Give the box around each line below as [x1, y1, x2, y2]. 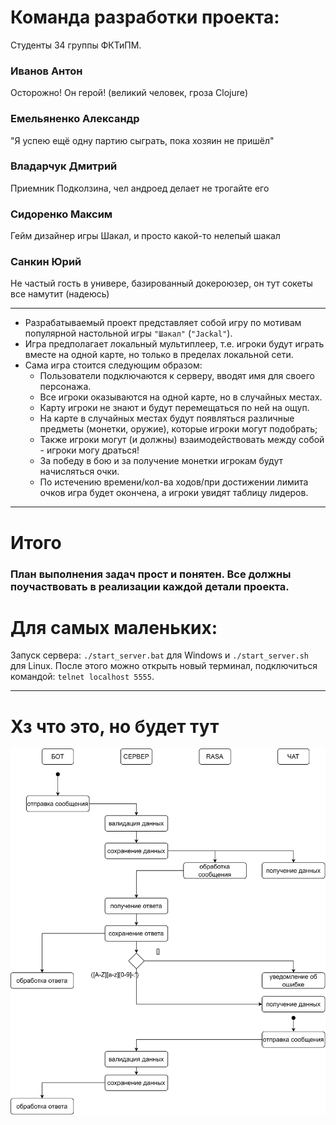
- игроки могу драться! [39, 444, 140, 456]
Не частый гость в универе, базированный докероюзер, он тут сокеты [10, 277, 313, 290]
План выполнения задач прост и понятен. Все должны [10, 567, 292, 581]
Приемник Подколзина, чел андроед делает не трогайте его [10, 182, 270, 194]
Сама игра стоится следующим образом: [24, 359, 203, 371]
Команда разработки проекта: [10, 6, 280, 29]
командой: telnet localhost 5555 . [10, 671, 155, 683]
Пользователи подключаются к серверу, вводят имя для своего [39, 370, 316, 382]
